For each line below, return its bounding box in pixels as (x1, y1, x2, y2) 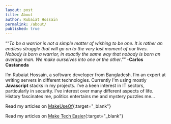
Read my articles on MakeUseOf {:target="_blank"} (5, 103, 111, 109)
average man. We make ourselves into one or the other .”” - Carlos (5, 56, 144, 63)
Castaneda (5, 62, 29, 68)
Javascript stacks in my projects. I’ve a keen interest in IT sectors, (5, 82, 145, 89)
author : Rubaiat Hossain (5, 17, 58, 22)
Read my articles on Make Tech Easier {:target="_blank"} (5, 113, 124, 119)
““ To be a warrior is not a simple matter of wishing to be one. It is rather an (5, 40, 163, 46)
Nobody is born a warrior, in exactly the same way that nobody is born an (5, 51, 161, 57)
